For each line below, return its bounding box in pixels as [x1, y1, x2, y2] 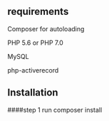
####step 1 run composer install [7, 105, 103, 114]
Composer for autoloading [7, 24, 85, 33]
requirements [7, 6, 69, 18]
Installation [7, 87, 58, 99]
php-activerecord [7, 65, 59, 74]
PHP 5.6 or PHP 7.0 [7, 38, 63, 47]
